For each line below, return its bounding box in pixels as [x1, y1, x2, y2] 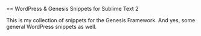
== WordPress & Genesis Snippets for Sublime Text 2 [6, 5, 139, 12]
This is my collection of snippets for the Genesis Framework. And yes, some [6, 17, 196, 23]
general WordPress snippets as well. [6, 23, 97, 30]
